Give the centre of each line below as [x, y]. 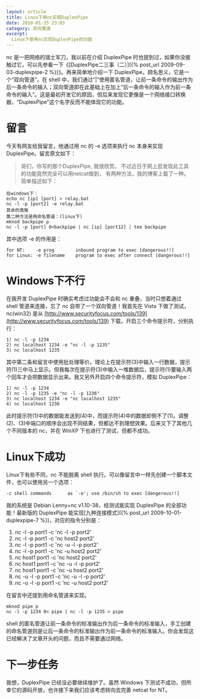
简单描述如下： [39, 181]
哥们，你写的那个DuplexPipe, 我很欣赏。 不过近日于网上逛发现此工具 [105, 166]
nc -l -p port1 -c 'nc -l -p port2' [53, 532]
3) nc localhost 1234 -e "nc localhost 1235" [63, 398]
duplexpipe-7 [23, 520]
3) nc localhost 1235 [33, 350]
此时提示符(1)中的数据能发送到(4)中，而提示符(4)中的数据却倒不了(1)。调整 [98, 415]
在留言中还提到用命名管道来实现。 [48, 595]
